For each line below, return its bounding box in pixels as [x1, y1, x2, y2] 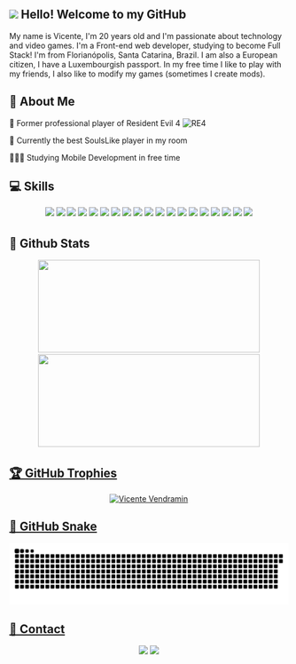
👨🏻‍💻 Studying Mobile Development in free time [9, 152, 181, 162]
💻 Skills [9, 179, 55, 194]
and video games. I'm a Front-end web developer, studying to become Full [9, 40, 281, 51]
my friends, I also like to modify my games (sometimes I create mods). [9, 68, 266, 79]
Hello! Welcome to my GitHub [20, 7, 187, 22]
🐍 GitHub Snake [9, 519, 97, 534]
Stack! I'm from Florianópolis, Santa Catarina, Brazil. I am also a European [9, 49, 278, 60]
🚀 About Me [9, 94, 75, 109]
